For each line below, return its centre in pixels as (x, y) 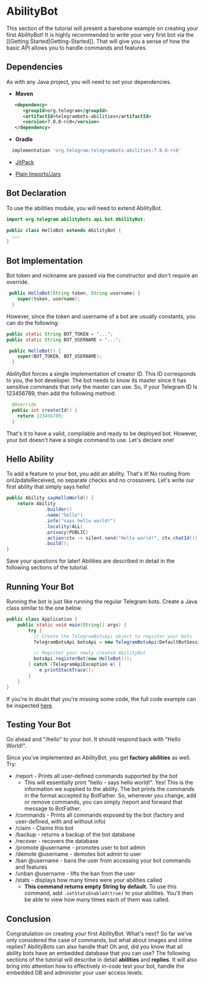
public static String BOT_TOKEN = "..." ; (60, 334)
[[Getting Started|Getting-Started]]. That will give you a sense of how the (98, 41)
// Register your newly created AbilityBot (90, 653)
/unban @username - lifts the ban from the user (75, 874)
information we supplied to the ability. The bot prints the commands (109, 789)
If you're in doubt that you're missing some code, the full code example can (101, 699)
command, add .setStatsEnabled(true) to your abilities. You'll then (109, 893)
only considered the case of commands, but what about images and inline (99, 940)
